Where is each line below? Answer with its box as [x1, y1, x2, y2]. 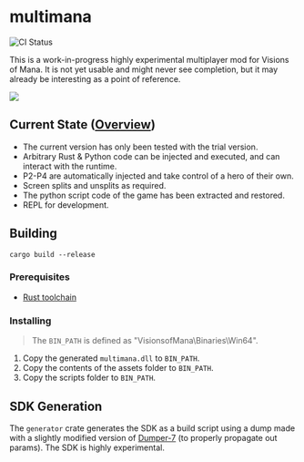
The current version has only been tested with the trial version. [22, 141, 258, 152]
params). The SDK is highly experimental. [9, 442, 166, 453]
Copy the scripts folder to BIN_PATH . [22, 372, 157, 384]
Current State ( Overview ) [9, 117, 157, 133]
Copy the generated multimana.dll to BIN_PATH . [22, 353, 200, 364]
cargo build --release [9, 250, 96, 259]
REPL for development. [22, 199, 109, 210]
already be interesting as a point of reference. [9, 73, 181, 84]
